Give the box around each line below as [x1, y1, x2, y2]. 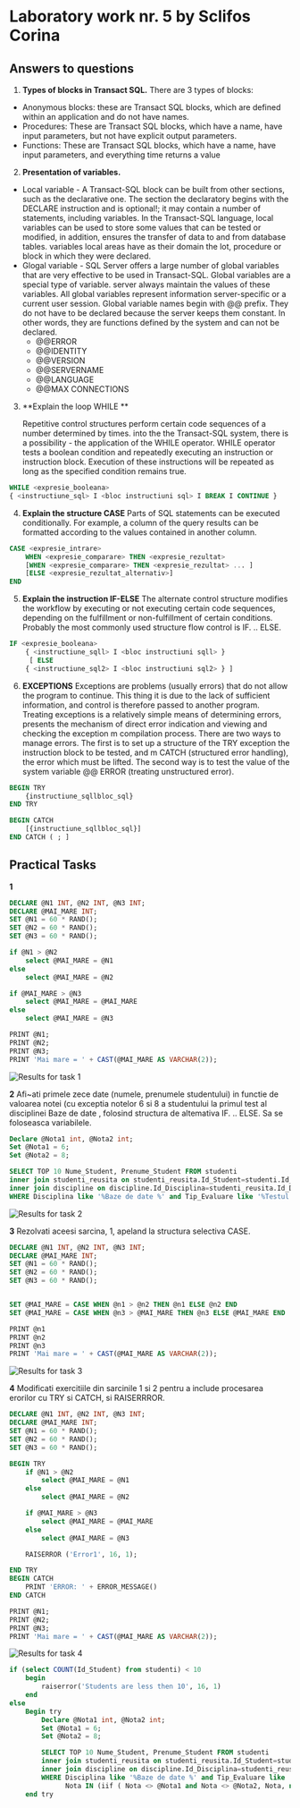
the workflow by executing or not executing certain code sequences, [21, 603, 276, 614]
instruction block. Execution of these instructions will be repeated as [21, 456, 275, 467]
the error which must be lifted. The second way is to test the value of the [21, 756, 290, 767]
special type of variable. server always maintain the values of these [21, 279, 271, 290]
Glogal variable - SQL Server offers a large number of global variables [21, 260, 279, 270]
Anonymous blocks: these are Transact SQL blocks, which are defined [21, 102, 281, 113]
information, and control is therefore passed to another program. [21, 700, 261, 710]
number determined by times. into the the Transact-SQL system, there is [21, 428, 288, 438]
